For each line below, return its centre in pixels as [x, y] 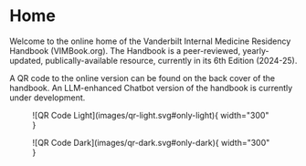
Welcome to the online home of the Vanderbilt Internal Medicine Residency [150, 41]
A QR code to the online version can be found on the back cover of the [142, 78]
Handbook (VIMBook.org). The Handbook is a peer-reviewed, [125, 50]
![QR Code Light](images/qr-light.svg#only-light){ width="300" [151, 115]
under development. [47, 98]
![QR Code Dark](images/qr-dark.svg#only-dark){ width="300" [151, 142]
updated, [26, 60]
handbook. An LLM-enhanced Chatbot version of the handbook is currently [151, 88]
